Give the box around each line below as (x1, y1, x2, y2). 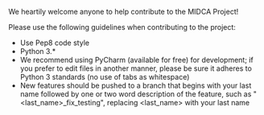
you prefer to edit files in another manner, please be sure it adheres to (19, 64, 252, 73)
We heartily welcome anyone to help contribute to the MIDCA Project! (8, 7, 239, 16)
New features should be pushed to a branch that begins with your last (19, 80, 252, 90)
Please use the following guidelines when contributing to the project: (8, 23, 236, 31)
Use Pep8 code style (19, 38, 90, 47)
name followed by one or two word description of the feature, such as (19, 89, 252, 99)
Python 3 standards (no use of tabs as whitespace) (19, 72, 190, 81)
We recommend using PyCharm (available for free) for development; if (19, 55, 254, 64)
